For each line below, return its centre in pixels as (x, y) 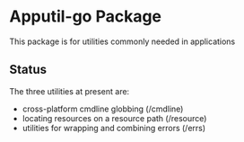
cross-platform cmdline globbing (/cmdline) (103, 109)
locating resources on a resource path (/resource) (114, 118)
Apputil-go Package (86, 17)
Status (28, 70)
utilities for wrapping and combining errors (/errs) (114, 128)
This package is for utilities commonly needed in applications (122, 41)
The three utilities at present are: (70, 91)
